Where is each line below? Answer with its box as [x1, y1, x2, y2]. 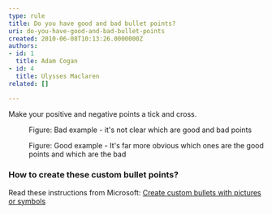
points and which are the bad [28, 149, 127, 159]
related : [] [8, 79, 49, 88]
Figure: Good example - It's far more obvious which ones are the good [28, 140, 264, 150]
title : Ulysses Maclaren [15, 72, 100, 80]
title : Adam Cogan [15, 58, 79, 66]
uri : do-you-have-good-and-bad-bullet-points [8, 27, 165, 35]
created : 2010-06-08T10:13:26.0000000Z [8, 34, 144, 43]
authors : [8, 42, 38, 50]
